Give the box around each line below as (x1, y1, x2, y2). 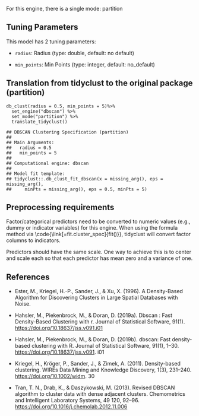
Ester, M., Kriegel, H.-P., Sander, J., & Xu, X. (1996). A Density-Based (14, 288, 183, 295)
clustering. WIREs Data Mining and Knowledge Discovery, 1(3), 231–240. (14, 366, 192, 373)
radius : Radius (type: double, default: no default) (14, 49, 135, 56)
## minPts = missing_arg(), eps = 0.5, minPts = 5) (6, 186, 147, 192)
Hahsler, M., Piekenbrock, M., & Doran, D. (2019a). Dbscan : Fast (14, 312, 172, 319)
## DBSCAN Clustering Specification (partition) (6, 129, 129, 135)
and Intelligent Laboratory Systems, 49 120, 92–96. (14, 397, 140, 404)
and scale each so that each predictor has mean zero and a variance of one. (6, 255, 193, 262)
